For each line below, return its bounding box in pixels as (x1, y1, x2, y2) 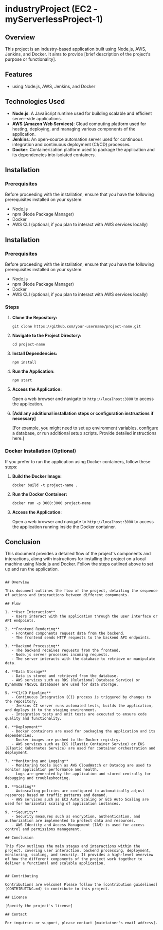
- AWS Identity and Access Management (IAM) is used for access (11, 822, 145, 828)
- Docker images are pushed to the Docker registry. (11, 737, 121, 743)
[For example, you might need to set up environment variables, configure (12, 425, 159, 431)
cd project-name (12, 342, 45, 347)
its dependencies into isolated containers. (12, 152, 96, 158)
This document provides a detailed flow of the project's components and (5, 551, 151, 557)
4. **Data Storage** (5, 669, 47, 675)
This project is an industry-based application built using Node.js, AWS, (5, 46, 146, 52)
